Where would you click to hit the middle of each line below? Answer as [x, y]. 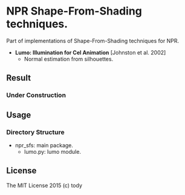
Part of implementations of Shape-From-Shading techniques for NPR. [93, 41]
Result [19, 78]
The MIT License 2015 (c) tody [44, 185]
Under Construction [36, 95]
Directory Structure [35, 132]
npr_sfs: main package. [44, 145]
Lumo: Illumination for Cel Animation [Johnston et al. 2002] [90, 52]
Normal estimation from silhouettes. [69, 59]
